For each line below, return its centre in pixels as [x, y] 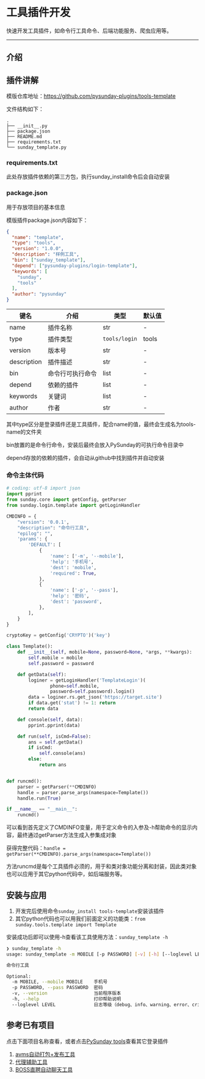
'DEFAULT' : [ [45, 545]
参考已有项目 [31, 1026]
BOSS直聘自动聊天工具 [44, 1069]
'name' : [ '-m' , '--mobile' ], [87, 556]
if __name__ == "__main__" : [42, 809]
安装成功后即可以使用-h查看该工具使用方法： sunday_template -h [87, 937]
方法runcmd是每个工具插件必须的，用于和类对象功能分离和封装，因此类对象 [102, 866]
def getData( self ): [42, 674]
